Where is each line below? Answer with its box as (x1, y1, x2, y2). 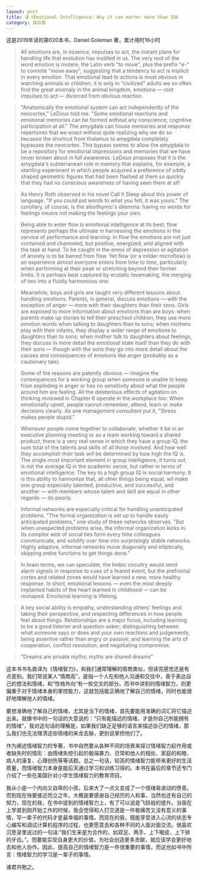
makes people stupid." (20, 413, 75, 421)
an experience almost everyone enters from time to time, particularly (20, 258, 187, 266)
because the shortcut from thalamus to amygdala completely (20, 135, 169, 143)
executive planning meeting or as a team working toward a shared (20, 431, 181, 438)
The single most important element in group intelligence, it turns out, (20, 457, 187, 464)
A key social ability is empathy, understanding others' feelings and (20, 604, 182, 611)
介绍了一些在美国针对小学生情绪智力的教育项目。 (6, 772, 125, 779)
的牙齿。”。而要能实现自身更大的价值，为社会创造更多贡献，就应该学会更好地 (6, 836, 192, 843)
